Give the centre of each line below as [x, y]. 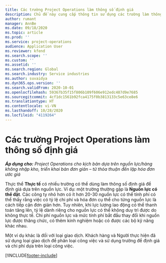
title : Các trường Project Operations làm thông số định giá [69, 10]
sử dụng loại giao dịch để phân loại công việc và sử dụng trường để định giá [83, 240]
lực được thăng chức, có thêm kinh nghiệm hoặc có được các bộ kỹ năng [80, 221]
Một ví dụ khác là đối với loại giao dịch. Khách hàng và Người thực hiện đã [80, 235]
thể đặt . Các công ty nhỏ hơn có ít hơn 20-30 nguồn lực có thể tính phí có [81, 194]
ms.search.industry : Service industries [47, 74]
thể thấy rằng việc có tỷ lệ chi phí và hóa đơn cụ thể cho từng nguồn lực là [81, 199]
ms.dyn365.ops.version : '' [33, 83]
